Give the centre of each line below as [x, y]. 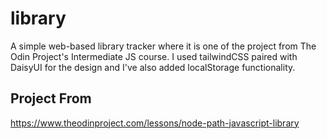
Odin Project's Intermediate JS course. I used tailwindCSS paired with [154, 56]
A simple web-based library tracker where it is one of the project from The [163, 46]
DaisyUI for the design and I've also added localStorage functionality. [153, 67]
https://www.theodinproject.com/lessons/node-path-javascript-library [155, 123]
